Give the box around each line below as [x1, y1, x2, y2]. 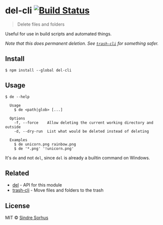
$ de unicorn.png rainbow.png [14, 142, 77, 147]
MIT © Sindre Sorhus [5, 215, 48, 221]
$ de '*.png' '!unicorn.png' [14, 146, 74, 151]
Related [5, 169, 30, 177]
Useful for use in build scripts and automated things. [5, 31, 112, 37]
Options [9, 116, 26, 121]
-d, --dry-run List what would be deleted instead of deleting [14, 129, 149, 134]
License [5, 201, 30, 210]
